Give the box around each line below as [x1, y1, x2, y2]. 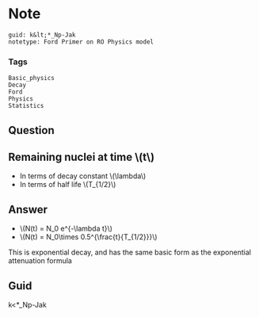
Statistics [8, 102, 44, 110]
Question [8, 124, 55, 137]
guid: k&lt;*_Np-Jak [8, 31, 77, 39]
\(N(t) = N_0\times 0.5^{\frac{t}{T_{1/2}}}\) [19, 232, 158, 242]
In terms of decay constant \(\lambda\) [19, 171, 147, 181]
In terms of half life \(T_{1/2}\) [19, 180, 116, 189]
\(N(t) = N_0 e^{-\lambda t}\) [19, 223, 113, 234]
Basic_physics [8, 74, 55, 82]
